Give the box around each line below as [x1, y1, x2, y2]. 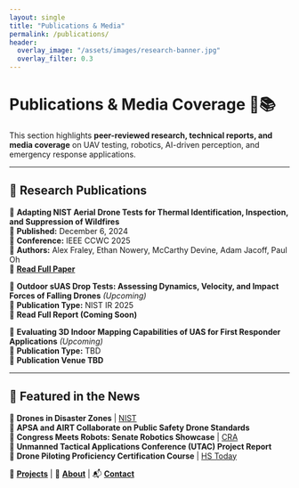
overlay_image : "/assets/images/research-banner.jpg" [17, 46, 221, 55]
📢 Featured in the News [9, 389, 141, 404]
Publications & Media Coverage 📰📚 [9, 94, 276, 115]
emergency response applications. [9, 149, 136, 159]
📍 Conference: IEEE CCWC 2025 [9, 235, 131, 246]
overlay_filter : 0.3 [17, 54, 93, 63]
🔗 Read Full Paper [9, 264, 76, 274]
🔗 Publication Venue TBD [9, 354, 104, 365]
